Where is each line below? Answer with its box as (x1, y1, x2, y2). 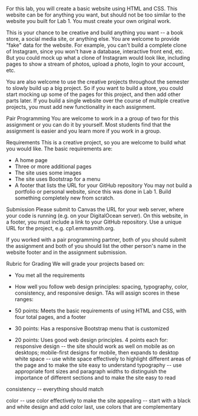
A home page (14, 157, 48, 163)
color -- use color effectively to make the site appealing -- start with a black (6, 397, 191, 404)
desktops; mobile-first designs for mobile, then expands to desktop (14, 349, 179, 356)
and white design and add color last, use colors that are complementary (6, 404, 181, 410)
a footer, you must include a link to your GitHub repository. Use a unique (6, 218, 182, 225)
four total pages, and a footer (14, 314, 86, 320)
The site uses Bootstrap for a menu (14, 176, 100, 182)
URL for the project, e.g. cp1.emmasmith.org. (6, 225, 115, 231)
